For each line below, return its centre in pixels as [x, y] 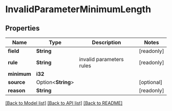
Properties [23, 28]
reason [17, 90]
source [17, 82]
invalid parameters [101, 59]
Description [106, 43]
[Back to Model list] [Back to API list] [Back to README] [64, 103]
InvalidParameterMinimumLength [78, 9]
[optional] [151, 82]
